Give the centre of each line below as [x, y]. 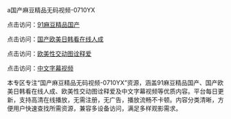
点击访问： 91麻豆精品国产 [44, 25]
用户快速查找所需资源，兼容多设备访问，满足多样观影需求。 [97, 108]
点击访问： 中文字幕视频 [40, 68]
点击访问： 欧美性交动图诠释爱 [49, 54]
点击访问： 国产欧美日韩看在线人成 [55, 39]
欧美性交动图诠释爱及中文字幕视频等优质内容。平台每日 [139, 91]
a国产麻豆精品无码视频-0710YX [51, 10]
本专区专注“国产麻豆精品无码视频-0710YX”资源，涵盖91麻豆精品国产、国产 [112, 83]
